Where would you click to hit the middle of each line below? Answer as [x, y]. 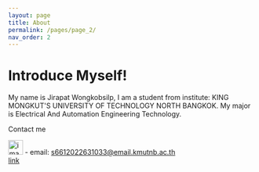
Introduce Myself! [68, 76]
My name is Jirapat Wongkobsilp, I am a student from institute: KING [119, 98]
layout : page [29, 15]
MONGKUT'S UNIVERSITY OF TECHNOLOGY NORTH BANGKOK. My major [129, 106]
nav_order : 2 [29, 37]
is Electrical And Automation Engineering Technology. [95, 114]
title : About [29, 23]
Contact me [27, 129]
